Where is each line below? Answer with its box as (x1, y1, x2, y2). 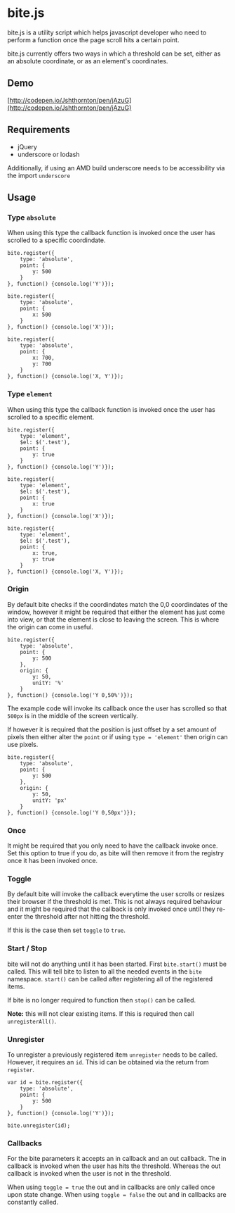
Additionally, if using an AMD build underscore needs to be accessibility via (7, 163, 225, 172)
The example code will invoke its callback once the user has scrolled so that (7, 704, 227, 712)
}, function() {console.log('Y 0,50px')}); (7, 809, 137, 816)
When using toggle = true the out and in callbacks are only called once (7, 1183, 215, 1191)
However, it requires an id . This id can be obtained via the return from (7, 1058, 209, 1067)
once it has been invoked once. (7, 857, 98, 865)
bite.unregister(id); (7, 1122, 71, 1129)
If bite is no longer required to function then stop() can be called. (7, 995, 196, 1004)
